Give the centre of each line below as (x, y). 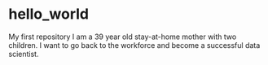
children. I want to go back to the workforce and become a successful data (134, 45)
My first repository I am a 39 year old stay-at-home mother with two (123, 37)
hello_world (49, 14)
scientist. (24, 54)
